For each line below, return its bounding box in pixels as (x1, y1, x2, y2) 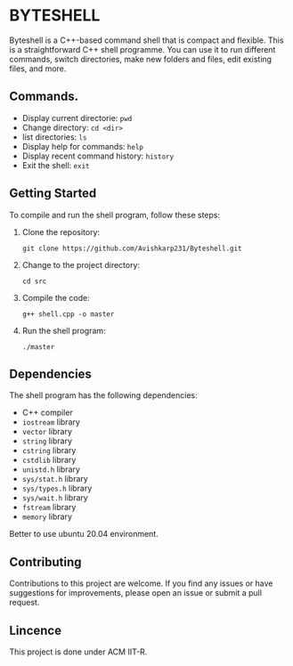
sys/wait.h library (21, 492, 89, 503)
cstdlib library (21, 455, 77, 466)
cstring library (21, 445, 77, 456)
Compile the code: (21, 292, 91, 303)
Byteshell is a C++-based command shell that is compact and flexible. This (9, 35, 284, 45)
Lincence (9, 622, 62, 638)
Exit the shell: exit (21, 159, 90, 170)
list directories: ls (21, 131, 87, 142)
